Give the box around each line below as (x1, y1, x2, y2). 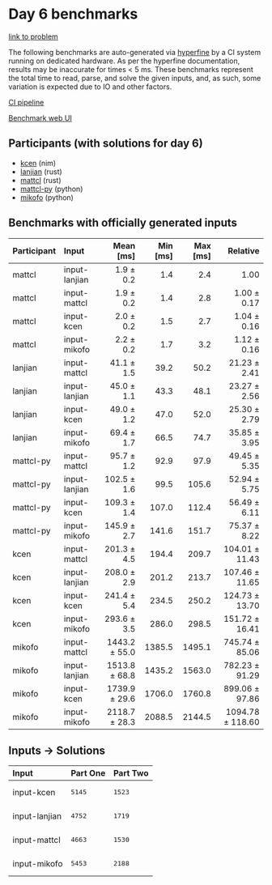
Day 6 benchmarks (8, 5, 138, 23)
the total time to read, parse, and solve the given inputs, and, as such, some (8, 73, 261, 83)
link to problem (8, 32, 58, 41)
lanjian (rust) (19, 167, 62, 177)
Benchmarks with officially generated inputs (8, 216, 237, 230)
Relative (227, 245, 260, 256)
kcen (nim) (19, 158, 57, 168)
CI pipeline (8, 97, 45, 107)
